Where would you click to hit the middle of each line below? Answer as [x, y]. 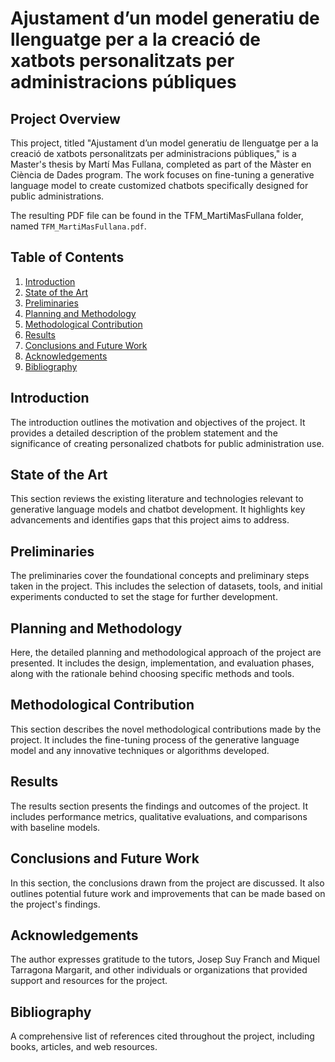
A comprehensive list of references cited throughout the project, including [162, 1036]
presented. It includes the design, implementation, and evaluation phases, [162, 663]
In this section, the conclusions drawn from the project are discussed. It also [167, 883]
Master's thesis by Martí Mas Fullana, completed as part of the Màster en [161, 164]
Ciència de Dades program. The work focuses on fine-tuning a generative [162, 175]
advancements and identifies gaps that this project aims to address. [150, 520]
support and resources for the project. [89, 981]
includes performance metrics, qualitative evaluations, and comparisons [159, 816]
